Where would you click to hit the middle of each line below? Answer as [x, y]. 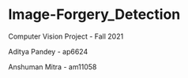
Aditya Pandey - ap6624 [48, 51]
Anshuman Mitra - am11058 [53, 67]
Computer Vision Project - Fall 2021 [66, 36]
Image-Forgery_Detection [94, 15]
